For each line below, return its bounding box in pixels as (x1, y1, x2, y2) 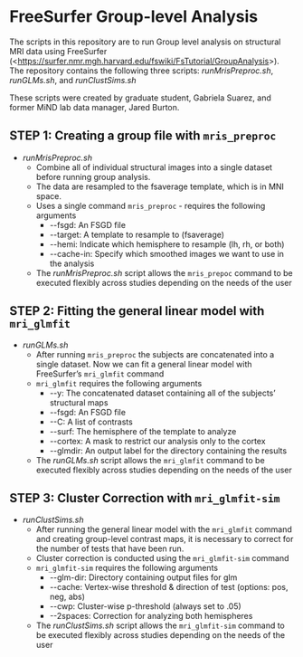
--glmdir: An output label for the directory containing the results (49, 445, 288, 456)
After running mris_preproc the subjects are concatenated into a (35, 348, 275, 359)
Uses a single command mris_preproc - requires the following (35, 200, 266, 211)
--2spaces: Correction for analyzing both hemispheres (49, 611, 253, 622)
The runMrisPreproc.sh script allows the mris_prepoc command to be (35, 267, 293, 278)
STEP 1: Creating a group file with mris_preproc (9, 129, 277, 144)
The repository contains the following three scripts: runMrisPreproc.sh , (9, 65, 274, 76)
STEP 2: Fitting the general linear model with (9, 303, 265, 319)
